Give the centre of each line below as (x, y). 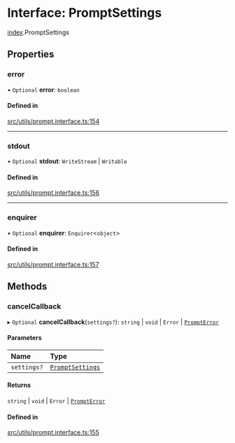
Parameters (24, 338)
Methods (27, 286)
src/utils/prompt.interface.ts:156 (54, 193)
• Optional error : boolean (43, 90)
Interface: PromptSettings (85, 13)
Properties (31, 54)
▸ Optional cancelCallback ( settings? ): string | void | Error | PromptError (113, 322)
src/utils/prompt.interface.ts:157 (53, 264)
